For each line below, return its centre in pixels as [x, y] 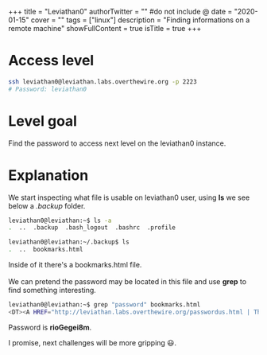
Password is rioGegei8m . [50, 327]
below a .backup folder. [47, 205]
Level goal [43, 121]
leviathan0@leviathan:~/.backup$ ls [69, 242]
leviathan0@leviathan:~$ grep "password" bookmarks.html [104, 305]
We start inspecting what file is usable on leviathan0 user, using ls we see [129, 197]
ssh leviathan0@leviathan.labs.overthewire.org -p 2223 [103, 82]
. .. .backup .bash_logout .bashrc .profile [92, 228]
